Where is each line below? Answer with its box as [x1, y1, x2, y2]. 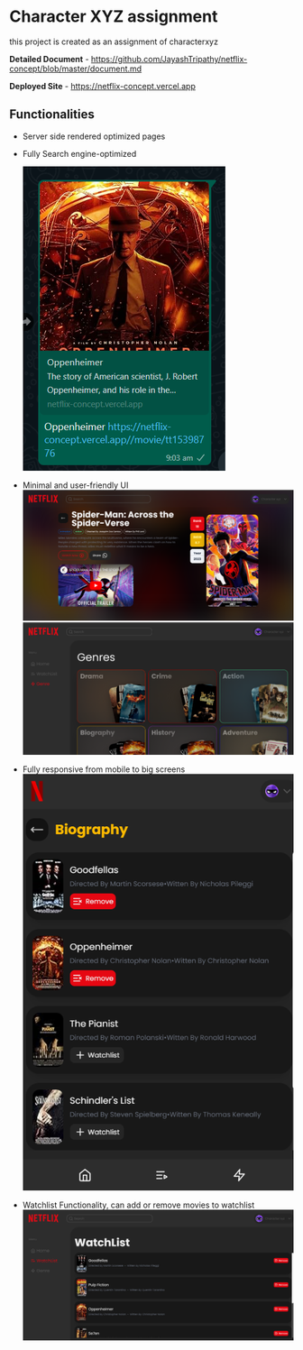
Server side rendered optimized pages [22, 131, 166, 142]
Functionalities [9, 106, 95, 123]
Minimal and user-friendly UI [22, 480, 129, 491]
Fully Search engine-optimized [22, 148, 137, 159]
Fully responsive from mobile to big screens [22, 764, 186, 775]
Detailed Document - [9, 53, 89, 64]
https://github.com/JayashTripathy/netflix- [90, 53, 248, 64]
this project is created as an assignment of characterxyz [9, 36, 219, 47]
